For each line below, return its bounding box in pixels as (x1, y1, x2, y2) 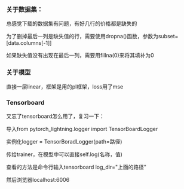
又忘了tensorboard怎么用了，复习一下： (6, 112, 105, 120)
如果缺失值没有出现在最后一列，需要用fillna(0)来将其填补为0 (6, 52, 154, 59)
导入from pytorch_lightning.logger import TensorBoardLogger (6, 125, 158, 132)
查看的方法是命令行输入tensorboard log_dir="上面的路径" (6, 163, 146, 170)
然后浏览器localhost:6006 (6, 176, 70, 183)
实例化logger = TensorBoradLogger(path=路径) (6, 138, 122, 145)
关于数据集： (6, 5, 44, 13)
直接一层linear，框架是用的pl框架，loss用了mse (6, 83, 124, 90)
